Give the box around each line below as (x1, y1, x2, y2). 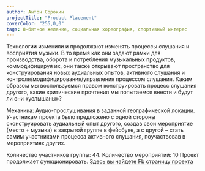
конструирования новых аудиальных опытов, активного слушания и (6, 69, 185, 77)
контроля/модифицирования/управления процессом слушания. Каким (6, 75, 193, 83)
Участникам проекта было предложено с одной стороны (6, 113, 156, 121)
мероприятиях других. (6, 139, 66, 147)
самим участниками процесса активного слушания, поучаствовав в (6, 133, 186, 140)
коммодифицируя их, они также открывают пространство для (6, 63, 170, 70)
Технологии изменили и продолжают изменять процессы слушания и (6, 43, 190, 50)
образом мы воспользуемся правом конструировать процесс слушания (6, 82, 197, 89)
